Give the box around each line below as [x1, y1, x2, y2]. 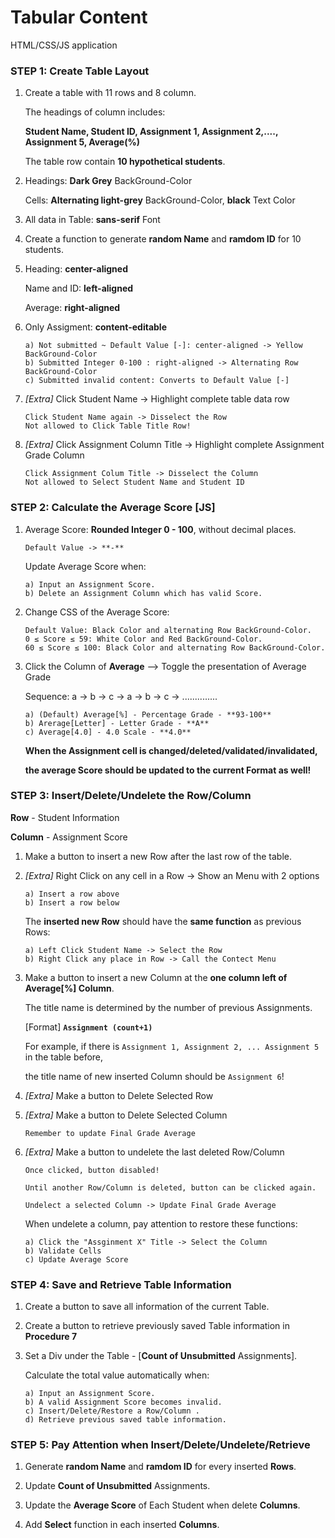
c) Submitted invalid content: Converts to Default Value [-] [24, 376, 290, 386]
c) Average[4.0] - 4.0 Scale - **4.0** [24, 727, 192, 737]
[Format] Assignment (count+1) [24, 1021, 153, 1033]
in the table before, [24, 1051, 104, 1063]
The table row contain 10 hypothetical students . [24, 156, 226, 168]
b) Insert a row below [24, 897, 120, 908]
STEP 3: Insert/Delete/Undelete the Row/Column [10, 789, 252, 803]
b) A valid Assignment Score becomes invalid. [24, 1397, 223, 1408]
